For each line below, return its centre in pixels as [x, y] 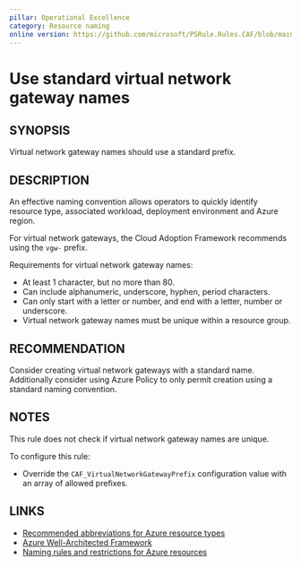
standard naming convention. [63, 389]
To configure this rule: [50, 456]
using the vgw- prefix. [48, 248]
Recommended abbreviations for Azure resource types [124, 533]
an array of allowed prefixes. [75, 483]
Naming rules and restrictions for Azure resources [115, 552]
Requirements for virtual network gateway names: [101, 265]
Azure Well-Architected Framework [87, 542]
